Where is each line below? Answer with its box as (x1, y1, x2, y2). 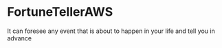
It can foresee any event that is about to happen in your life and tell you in (7, 27, 215, 35)
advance (7, 34, 32, 42)
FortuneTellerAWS (7, 4, 113, 20)
